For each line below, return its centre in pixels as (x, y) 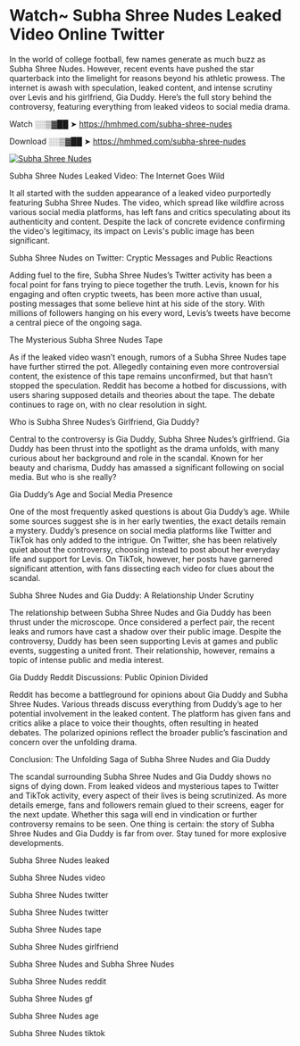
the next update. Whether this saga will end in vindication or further (133, 814)
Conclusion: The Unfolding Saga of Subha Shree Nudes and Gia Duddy (140, 759)
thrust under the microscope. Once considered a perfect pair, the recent (142, 622)
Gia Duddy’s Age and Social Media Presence (91, 494)
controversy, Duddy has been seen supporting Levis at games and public (144, 641)
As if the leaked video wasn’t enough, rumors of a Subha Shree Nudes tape (148, 357)
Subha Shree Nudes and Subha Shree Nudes (92, 964)
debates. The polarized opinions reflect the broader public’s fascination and (149, 732)
